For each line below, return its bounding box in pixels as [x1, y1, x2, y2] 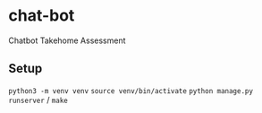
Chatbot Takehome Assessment [8, 35, 126, 46]
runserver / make [8, 94, 68, 105]
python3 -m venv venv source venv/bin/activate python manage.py [8, 86, 254, 95]
